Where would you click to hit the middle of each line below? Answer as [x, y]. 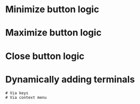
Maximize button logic [53, 33]
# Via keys [17, 93]
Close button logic [45, 56]
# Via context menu [26, 97]
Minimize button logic [52, 9]
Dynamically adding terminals [70, 79]
